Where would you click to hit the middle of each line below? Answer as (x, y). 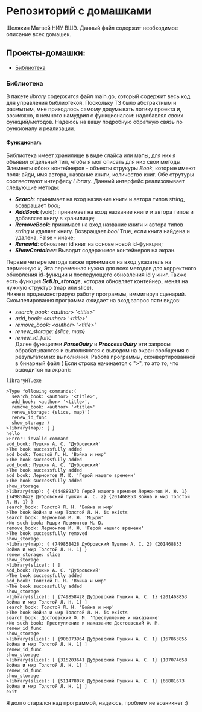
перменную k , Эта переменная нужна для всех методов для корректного (101, 269)
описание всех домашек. (39, 34)
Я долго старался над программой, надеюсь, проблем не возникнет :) (97, 703)
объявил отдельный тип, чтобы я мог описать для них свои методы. (94, 162)
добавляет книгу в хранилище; (55, 219)
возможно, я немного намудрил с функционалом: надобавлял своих (95, 116)
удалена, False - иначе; (45, 238)
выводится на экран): (43, 370)
